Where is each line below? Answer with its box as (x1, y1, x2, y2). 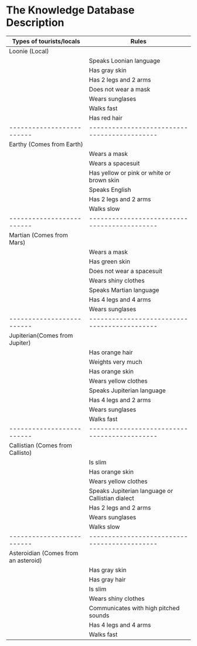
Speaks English (89, 185, 131, 193)
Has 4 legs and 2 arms (89, 396, 151, 404)
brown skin (89, 176, 120, 184)
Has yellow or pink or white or (89, 168, 171, 176)
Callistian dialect (89, 494, 134, 502)
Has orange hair (89, 348, 133, 356)
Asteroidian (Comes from (9, 549, 79, 557)
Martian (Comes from (9, 231, 69, 239)
